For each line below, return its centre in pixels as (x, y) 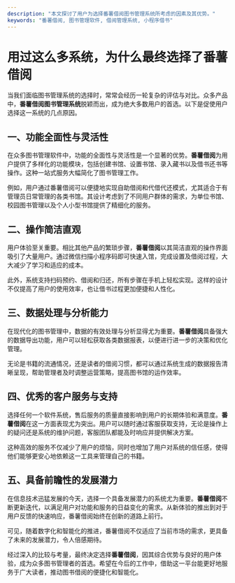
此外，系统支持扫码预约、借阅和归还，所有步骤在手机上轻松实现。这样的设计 (117, 280)
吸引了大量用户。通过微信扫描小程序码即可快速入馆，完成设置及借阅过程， (114, 256)
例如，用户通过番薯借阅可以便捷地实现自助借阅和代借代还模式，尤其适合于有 (117, 188)
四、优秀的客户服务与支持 (62, 397)
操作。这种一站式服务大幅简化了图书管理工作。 (74, 173)
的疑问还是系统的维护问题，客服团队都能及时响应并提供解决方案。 (102, 432)
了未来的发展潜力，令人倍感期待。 (56, 540)
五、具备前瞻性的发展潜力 (62, 480)
